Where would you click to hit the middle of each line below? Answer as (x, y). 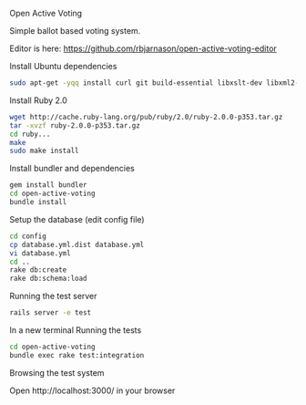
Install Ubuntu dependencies (63, 66)
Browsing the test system (57, 372)
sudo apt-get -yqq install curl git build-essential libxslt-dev (136, 83)
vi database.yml (40, 253)
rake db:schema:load (49, 279)
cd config (28, 236)
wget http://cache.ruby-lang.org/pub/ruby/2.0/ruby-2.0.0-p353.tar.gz (146, 117)
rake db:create (38, 270)
